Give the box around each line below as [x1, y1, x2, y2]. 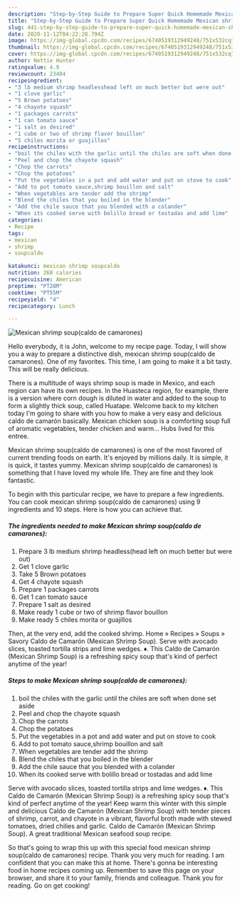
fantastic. [8, 476, 36, 485]
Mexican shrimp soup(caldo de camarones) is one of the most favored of [8, 446, 223, 455]
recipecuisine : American [8, 276, 82, 283]
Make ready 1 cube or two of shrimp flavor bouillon [18, 608, 168, 617]
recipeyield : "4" [8, 296, 60, 303]
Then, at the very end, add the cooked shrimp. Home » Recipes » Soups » [8, 630, 225, 638]
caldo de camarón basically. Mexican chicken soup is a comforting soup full [8, 417, 231, 425]
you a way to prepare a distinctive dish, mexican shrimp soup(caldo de [8, 350, 216, 358]
